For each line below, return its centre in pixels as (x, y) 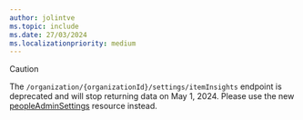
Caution (24, 69)
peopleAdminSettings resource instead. (83, 106)
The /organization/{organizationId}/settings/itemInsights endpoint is (146, 86)
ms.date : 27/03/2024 (49, 35)
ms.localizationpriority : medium (73, 43)
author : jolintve (42, 18)
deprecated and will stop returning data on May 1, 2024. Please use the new (152, 96)
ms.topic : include (44, 26)
